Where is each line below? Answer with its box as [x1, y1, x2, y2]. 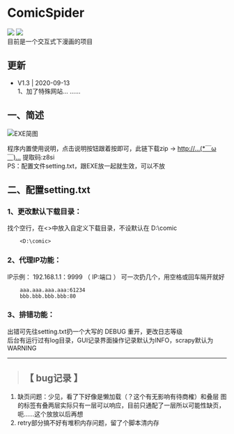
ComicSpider [7, 5, 85, 21]
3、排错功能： [7, 310, 55, 319]
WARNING [7, 344, 37, 352]
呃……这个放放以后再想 [17, 410, 84, 418]
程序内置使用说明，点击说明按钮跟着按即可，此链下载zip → [7, 144, 176, 152]
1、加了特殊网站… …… [17, 87, 81, 95]
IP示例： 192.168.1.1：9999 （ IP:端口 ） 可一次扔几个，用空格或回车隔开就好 [7, 273, 225, 281]
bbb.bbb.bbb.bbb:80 [19, 292, 77, 300]
